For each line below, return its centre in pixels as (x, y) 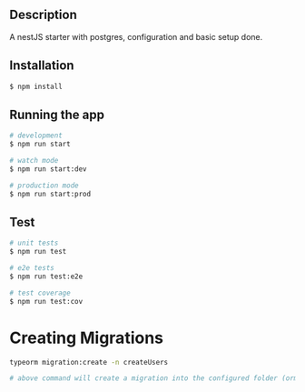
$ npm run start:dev (49, 169)
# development (36, 136)
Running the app (57, 114)
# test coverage (40, 293)
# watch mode (34, 161)
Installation (42, 66)
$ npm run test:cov (46, 301)
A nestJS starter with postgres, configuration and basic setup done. (136, 36)
